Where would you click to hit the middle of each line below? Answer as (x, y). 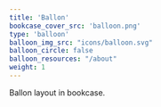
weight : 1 (28, 68)
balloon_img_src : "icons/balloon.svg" (81, 42)
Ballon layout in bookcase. (57, 92)
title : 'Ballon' (39, 17)
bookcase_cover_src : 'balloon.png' (75, 26)
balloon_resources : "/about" (63, 59)
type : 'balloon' (39, 34)
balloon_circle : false (51, 51)
